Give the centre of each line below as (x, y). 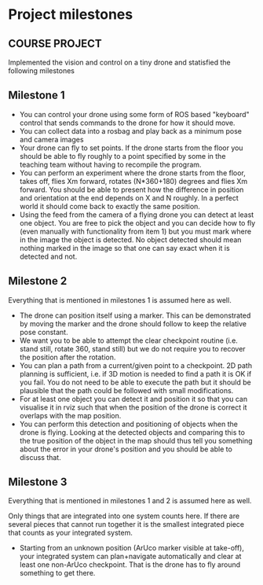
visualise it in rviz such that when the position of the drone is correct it (133, 407)
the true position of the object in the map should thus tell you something (136, 440)
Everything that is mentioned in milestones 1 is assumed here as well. (120, 300)
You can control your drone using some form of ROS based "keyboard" (134, 114)
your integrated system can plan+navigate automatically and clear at (130, 557)
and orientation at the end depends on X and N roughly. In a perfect (129, 197)
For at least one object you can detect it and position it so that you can (133, 399)
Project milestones (71, 15)
